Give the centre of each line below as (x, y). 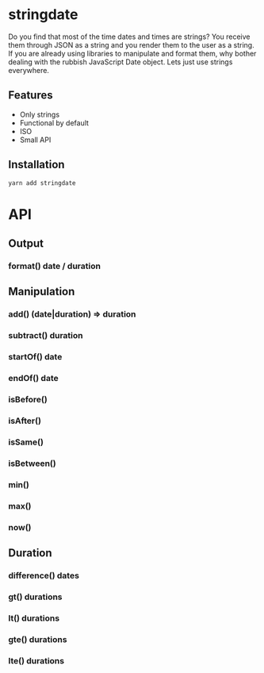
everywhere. (29, 70)
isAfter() (25, 421)
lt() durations (34, 618)
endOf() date (33, 379)
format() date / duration (55, 266)
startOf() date (35, 357)
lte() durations (36, 660)
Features (31, 96)
